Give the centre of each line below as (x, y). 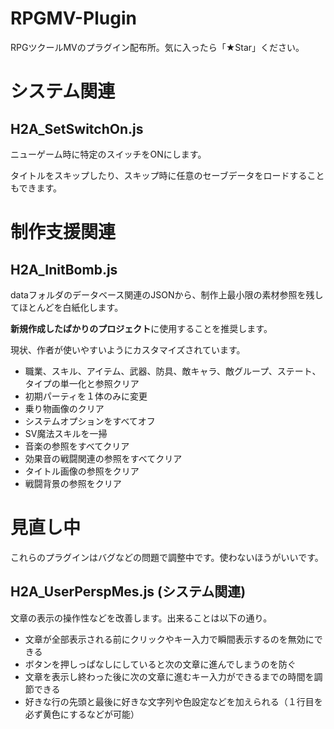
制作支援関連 (63, 232)
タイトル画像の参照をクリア (82, 471)
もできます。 (36, 188)
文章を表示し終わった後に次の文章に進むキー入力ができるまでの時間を (169, 676)
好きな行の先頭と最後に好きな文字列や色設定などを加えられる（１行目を (173, 701)
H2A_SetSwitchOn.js (77, 128)
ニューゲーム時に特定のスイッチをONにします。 (108, 154)
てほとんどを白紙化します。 (67, 307)
